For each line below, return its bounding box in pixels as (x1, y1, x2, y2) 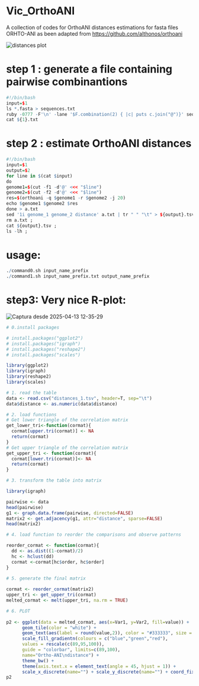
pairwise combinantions (6, 75, 128, 88)
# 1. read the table (6, 390, 57, 396)
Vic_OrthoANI (6, 4, 75, 18)
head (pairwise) (6, 504, 44, 510)
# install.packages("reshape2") (6, 346, 86, 352)
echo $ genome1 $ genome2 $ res (6, 201, 78, 207)
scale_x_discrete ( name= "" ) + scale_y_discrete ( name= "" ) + (21, 669, 168, 675)
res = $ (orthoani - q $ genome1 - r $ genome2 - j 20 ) (6, 195, 126, 201)
